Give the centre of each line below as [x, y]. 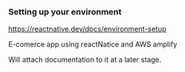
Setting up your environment [65, 12]
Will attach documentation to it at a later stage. [85, 60]
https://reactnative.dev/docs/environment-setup [87, 29]
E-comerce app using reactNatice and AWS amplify [93, 44]
